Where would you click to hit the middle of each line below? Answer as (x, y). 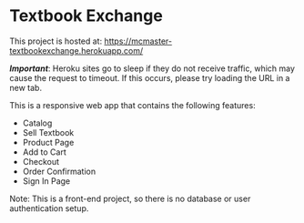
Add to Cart (44, 152)
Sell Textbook (48, 132)
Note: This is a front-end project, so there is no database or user (130, 198)
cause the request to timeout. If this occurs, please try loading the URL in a (150, 77)
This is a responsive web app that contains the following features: (133, 105)
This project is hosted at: (56, 41)
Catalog (37, 123)
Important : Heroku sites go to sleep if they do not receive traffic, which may (152, 68)
